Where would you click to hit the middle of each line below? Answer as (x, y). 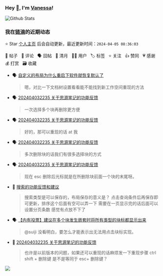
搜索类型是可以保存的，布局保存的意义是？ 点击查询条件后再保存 (89, 197)
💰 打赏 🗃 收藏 (21, 63)
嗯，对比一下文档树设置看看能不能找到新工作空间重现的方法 (84, 87)
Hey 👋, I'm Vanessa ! (29, 8)
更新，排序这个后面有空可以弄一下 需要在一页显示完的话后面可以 (93, 203)
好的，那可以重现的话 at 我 (51, 132)
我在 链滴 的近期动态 (28, 32)
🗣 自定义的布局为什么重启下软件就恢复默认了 (58, 75)
